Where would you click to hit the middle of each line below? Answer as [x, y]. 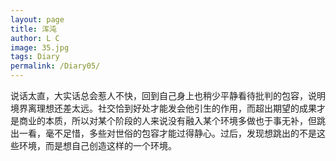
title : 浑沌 [33, 29]
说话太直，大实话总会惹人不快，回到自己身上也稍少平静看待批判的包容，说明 [168, 95]
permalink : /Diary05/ [55, 66]
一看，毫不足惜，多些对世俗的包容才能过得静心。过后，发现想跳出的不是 [167, 133]
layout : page [37, 19]
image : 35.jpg [40, 47]
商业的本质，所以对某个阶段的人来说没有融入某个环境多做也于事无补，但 [167, 120]
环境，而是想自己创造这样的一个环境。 [97, 145]
